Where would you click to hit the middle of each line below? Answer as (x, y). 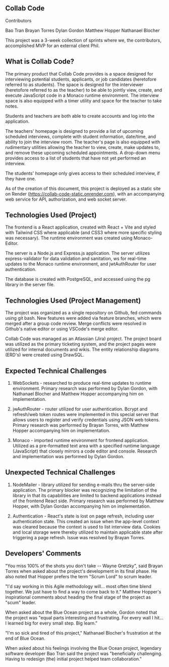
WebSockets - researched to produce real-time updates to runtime (82, 383)
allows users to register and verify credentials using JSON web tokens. (86, 420)
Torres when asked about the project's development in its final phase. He (81, 571)
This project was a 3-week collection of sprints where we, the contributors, (83, 40)
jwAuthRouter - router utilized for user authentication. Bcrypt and (80, 409)
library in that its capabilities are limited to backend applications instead (87, 495)
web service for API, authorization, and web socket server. (66, 199)
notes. (12, 106)
